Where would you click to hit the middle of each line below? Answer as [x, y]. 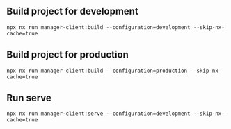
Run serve [29, 98]
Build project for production [68, 55]
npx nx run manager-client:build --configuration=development [98, 27]
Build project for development [72, 11]
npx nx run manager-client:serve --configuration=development [98, 114]
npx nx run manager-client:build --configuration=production [97, 71]
